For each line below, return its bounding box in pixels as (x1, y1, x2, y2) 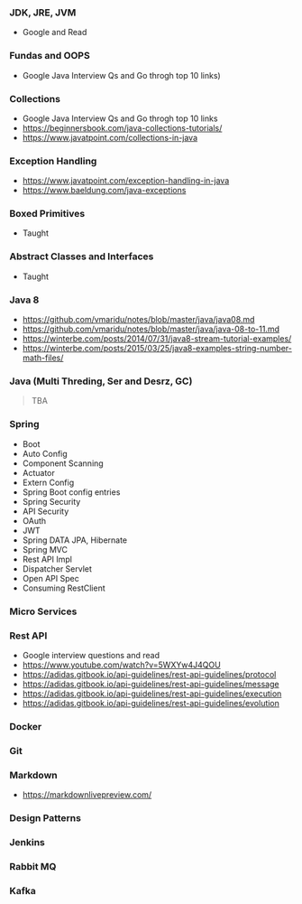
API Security (22, 506, 69, 517)
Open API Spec (22, 573, 79, 583)
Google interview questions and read (22, 649, 160, 660)
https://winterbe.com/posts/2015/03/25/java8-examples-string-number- (22, 343, 293, 354)
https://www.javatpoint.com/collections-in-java (22, 132, 198, 143)
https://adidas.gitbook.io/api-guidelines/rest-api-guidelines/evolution (22, 697, 279, 708)
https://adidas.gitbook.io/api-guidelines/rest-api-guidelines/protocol (22, 668, 277, 679)
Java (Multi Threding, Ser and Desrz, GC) (9, 375, 193, 387)
